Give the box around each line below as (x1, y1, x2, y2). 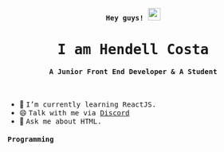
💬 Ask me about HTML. (18, 116, 102, 127)
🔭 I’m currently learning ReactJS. (18, 99, 157, 109)
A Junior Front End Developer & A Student (49, 67, 218, 76)
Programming (7, 134, 54, 143)
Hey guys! (105, 14, 144, 22)
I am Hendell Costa (57, 41, 209, 59)
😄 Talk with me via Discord (18, 108, 130, 118)
